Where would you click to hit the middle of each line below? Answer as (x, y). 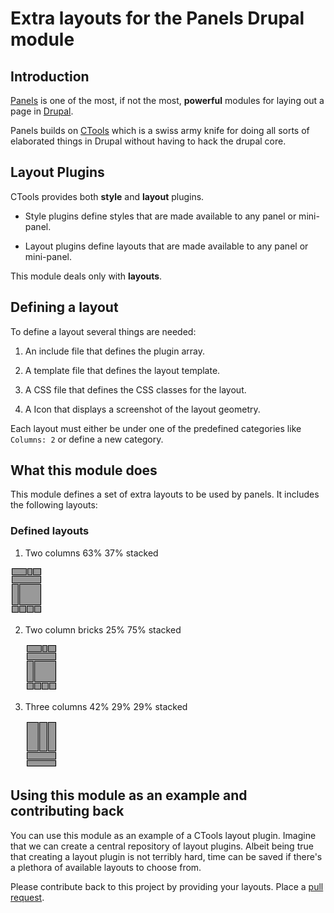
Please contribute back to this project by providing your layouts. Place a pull (167, 886)
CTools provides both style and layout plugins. (107, 196)
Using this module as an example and (129, 795)
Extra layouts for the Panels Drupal (157, 18)
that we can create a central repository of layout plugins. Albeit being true (162, 846)
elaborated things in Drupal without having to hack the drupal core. (148, 141)
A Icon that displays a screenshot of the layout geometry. (142, 409)
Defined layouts (50, 531)
